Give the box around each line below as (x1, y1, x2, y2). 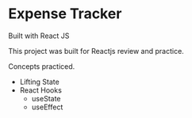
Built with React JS (8, 31, 70, 40)
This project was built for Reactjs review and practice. (8, 46, 184, 55)
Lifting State (19, 77, 60, 86)
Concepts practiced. (8, 61, 75, 71)
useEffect (31, 102, 63, 112)
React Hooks (19, 85, 62, 95)
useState (31, 93, 61, 103)
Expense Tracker (8, 5, 122, 23)
